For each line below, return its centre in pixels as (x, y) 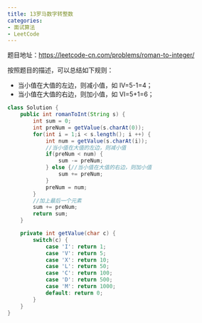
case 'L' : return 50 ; (78, 267)
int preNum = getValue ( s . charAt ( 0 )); (89, 128)
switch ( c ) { (51, 240)
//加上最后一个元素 (57, 200)
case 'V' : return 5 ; (76, 253)
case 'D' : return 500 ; (79, 280)
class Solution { (33, 108)
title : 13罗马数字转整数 (40, 14)
